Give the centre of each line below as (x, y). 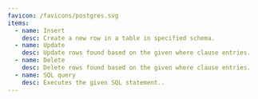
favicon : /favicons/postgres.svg (63, 16)
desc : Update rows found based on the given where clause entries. (136, 53)
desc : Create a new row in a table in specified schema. (119, 38)
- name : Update (40, 46)
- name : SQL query (46, 75)
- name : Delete (40, 61)
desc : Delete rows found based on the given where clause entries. (136, 68)
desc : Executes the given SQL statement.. (93, 82)
